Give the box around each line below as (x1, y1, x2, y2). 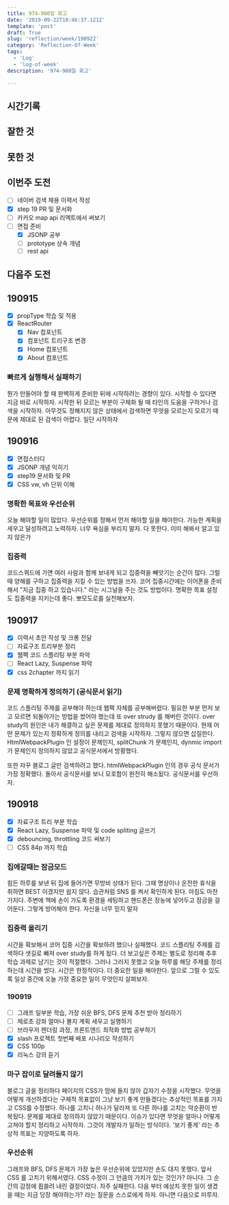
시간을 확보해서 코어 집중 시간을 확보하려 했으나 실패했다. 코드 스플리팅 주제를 (7, 940, 213, 949)
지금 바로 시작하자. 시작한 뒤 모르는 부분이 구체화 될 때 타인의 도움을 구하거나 (7, 398, 211, 406)
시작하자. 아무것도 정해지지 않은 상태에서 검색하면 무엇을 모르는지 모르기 (19, 406, 212, 414)
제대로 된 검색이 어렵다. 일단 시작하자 (19, 415, 118, 423)
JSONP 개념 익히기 (16, 463, 69, 471)
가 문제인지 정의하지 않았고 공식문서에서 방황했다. (7, 746, 139, 754)
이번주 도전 (7, 177, 51, 188)
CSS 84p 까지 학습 (16, 843, 68, 852)
